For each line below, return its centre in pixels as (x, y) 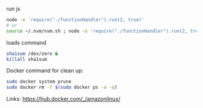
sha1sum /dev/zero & (32, 54)
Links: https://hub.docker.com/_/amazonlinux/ (63, 99)
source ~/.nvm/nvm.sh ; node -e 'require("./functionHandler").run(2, (97, 31)
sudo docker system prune (39, 82)
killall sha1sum (27, 59)
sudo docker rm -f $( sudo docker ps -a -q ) (62, 87)
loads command (26, 42)
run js (13, 9)
